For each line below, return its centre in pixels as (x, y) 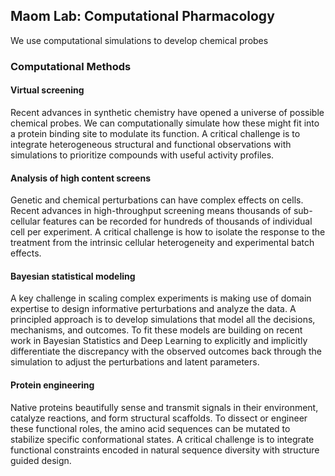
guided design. (41, 460)
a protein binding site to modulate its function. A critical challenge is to (155, 133)
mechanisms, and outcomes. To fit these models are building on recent (156, 330)
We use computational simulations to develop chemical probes (139, 40)
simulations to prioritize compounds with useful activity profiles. (142, 155)
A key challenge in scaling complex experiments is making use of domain (161, 298)
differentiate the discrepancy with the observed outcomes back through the (166, 351)
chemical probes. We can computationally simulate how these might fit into (165, 123)
